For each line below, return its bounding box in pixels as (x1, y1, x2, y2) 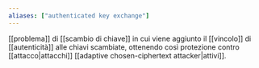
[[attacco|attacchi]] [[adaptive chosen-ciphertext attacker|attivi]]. (8, 50, 227, 60)
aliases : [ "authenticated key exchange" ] (8, 11, 150, 20)
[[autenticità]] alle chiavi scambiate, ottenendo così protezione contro (8, 42, 240, 52)
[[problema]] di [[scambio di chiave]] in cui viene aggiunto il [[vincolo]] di (8, 34, 252, 43)
